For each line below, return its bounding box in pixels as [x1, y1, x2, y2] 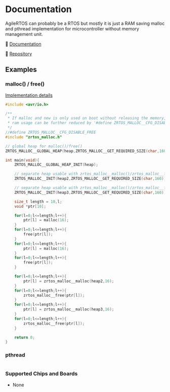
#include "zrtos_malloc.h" [5, 134, 62, 140]
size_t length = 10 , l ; [14, 199, 62, 204]
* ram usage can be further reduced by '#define [7, 121, 112, 126]
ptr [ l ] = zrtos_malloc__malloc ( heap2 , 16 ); [23, 279, 114, 284]
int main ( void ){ [5, 158, 39, 163]
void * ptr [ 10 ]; [14, 204, 47, 209]
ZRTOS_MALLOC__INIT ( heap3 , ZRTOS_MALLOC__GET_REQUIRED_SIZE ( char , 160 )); [14, 190, 168, 195]
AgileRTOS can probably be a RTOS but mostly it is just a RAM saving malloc [5, 20, 165, 26]
